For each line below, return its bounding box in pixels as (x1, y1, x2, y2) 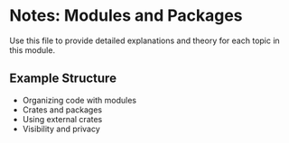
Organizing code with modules (22, 94, 137, 105)
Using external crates (22, 113, 103, 124)
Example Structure (9, 71, 117, 86)
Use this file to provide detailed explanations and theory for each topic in (9, 35, 280, 46)
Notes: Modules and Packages (9, 5, 243, 26)
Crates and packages (22, 104, 102, 115)
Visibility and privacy (22, 123, 101, 134)
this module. (9, 44, 56, 55)
